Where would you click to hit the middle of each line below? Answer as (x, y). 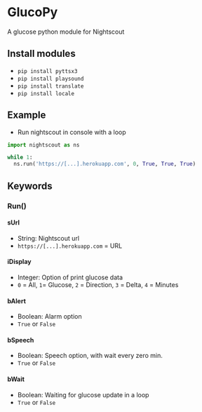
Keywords (30, 186)
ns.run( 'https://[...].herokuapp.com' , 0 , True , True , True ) (105, 164)
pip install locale (46, 93)
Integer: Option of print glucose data (70, 277)
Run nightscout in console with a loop (72, 132)
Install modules (41, 54)
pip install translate (50, 86)
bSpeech (21, 340)
